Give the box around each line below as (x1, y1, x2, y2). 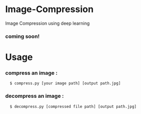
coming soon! (5, 33, 40, 40)
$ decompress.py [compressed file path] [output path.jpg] (10, 104, 137, 109)
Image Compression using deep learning (5, 20, 90, 26)
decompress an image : (5, 92, 64, 99)
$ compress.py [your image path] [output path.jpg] (10, 81, 121, 86)
